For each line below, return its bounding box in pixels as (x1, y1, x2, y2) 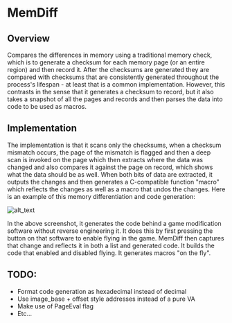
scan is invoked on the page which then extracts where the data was (7, 155, 204, 164)
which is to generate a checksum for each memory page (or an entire (7, 58, 206, 67)
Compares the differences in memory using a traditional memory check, (7, 51, 213, 59)
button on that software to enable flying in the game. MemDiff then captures (7, 234, 224, 242)
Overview (7, 33, 51, 44)
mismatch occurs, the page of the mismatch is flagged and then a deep (7, 148, 211, 157)
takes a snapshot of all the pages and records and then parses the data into (7, 95, 223, 103)
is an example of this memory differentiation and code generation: (7, 192, 196, 200)
